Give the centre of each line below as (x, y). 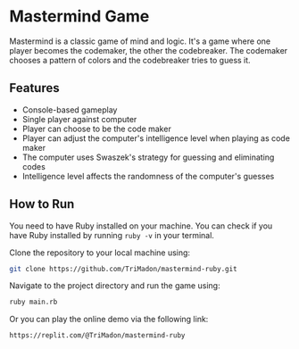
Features (34, 88)
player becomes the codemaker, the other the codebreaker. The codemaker (149, 50)
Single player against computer (79, 119)
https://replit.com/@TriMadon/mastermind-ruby (97, 336)
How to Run (42, 204)
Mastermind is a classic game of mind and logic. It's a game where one (140, 41)
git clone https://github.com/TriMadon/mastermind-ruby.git (124, 269)
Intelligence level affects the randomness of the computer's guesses (148, 176)
